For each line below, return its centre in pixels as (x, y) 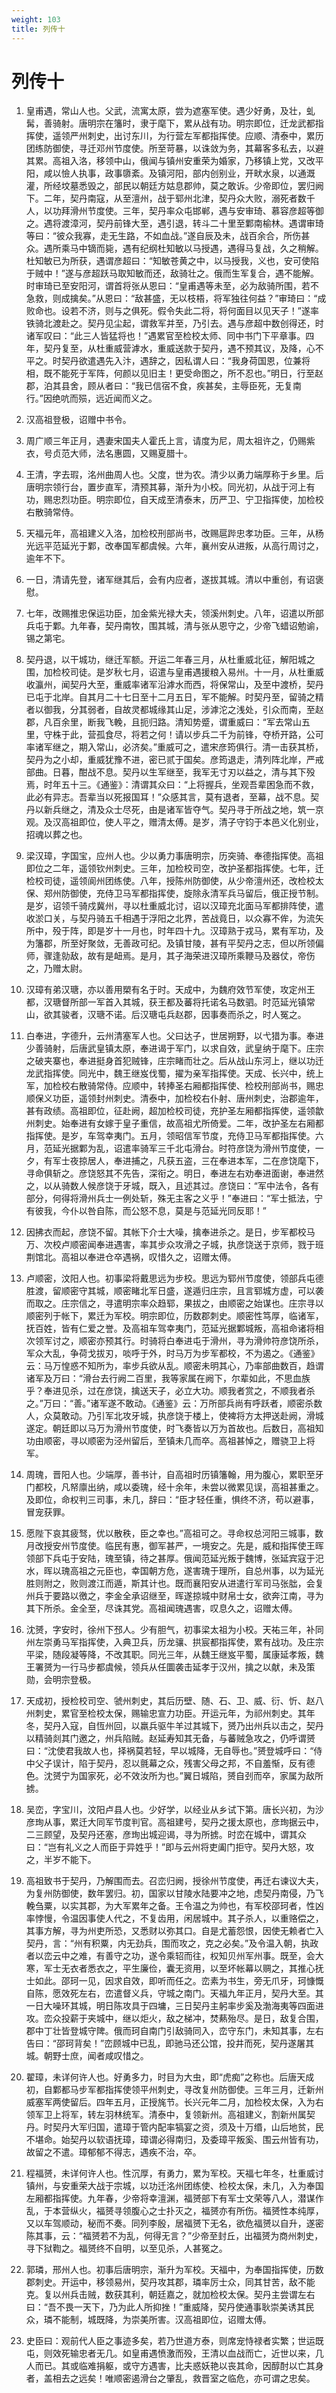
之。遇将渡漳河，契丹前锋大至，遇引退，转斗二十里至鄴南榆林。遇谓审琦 (174, 223)
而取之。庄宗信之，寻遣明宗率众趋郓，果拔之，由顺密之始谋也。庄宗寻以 (174, 1303)
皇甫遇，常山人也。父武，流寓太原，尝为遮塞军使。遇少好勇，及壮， (166, 111)
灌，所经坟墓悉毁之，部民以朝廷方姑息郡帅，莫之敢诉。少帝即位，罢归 (170, 186)
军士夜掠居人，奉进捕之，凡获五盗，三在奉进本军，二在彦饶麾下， (188, 1161)
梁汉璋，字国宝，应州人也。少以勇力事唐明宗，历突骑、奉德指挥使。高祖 (174, 856)
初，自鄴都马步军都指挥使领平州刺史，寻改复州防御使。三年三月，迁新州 (174, 2090)
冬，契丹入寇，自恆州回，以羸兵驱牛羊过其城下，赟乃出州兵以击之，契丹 (174, 1726)
